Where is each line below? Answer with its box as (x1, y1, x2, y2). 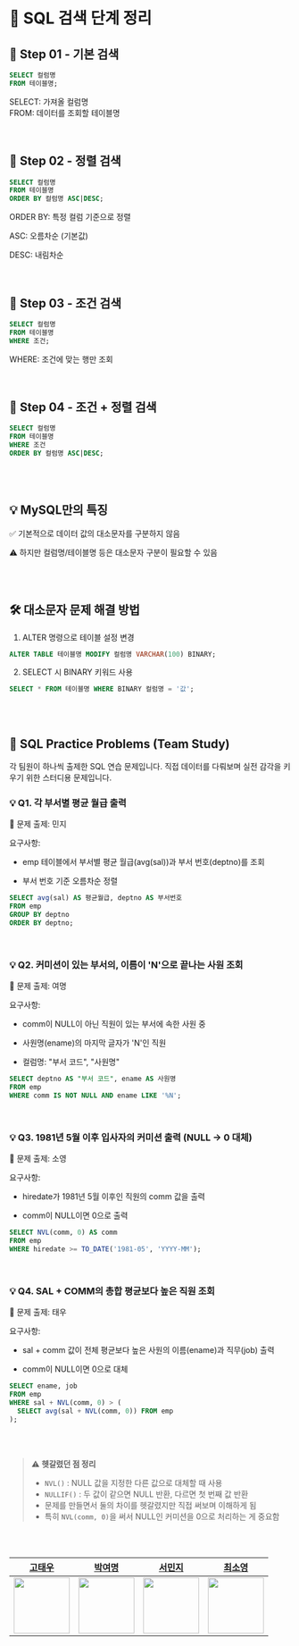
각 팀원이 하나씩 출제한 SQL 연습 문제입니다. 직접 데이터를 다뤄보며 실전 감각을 (9, 761, 282, 772)
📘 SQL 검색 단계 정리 (9, 8, 153, 29)
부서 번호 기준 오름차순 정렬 (21, 876, 119, 886)
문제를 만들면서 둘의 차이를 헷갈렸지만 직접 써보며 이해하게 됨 (44, 1500, 257, 1511)
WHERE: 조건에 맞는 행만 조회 (9, 354, 113, 365)
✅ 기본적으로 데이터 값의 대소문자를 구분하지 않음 (9, 528, 180, 539)
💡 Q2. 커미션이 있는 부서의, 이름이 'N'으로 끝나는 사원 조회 (9, 958, 244, 970)
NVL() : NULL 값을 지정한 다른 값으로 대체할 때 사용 (44, 1478, 223, 1489)
